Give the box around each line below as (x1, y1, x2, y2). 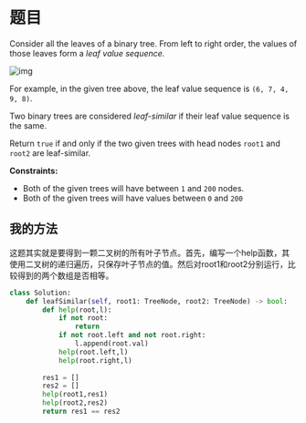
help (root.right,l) (58, 356, 132, 365)
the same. (9, 119, 47, 131)
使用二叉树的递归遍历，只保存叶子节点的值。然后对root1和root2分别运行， (9, 258, 289, 269)
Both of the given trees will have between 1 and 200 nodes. (22, 182, 245, 193)
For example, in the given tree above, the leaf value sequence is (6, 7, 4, (9, 83, 290, 94)
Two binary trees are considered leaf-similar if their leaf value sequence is (9, 110, 290, 121)
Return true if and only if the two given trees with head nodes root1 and (9, 138, 280, 149)
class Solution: (9, 288, 71, 297)
